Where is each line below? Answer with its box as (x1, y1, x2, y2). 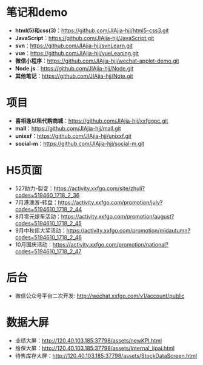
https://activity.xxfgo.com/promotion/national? (52, 240, 168, 248)
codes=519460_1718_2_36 (15, 191, 80, 199)
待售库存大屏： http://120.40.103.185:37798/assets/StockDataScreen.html (15, 352, 198, 359)
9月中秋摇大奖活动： (15, 227, 67, 234)
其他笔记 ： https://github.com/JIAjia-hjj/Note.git (15, 72, 133, 80)
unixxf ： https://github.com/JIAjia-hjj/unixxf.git (15, 132, 132, 140)
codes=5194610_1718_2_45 (15, 219, 82, 227)
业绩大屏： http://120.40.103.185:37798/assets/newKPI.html (15, 336, 162, 344)
